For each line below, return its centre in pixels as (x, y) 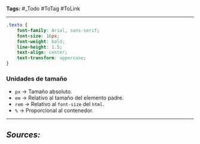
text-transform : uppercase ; (51, 58)
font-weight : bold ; (41, 41)
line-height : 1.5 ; (40, 47)
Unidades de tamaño (37, 78)
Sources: (23, 135)
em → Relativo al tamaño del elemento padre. (69, 98)
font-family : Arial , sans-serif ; (58, 30)
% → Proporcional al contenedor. (54, 111)
